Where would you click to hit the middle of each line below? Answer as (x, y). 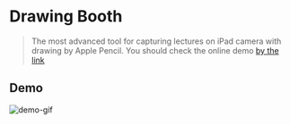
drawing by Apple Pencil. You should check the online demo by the (155, 50)
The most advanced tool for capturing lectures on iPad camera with (156, 41)
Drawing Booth (66, 17)
